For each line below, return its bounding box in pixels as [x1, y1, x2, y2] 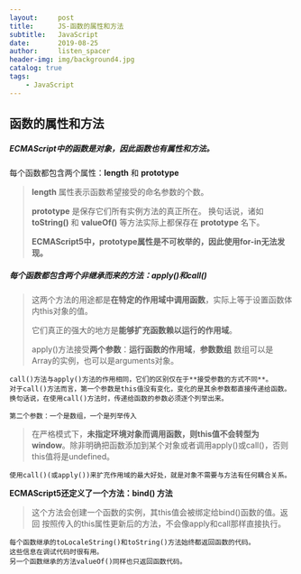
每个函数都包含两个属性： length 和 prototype [9, 167, 179, 178]
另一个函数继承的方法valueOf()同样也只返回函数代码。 [9, 557, 187, 566]
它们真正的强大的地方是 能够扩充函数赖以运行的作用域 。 [31, 324, 237, 335]
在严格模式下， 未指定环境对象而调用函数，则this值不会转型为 [31, 428, 260, 439]
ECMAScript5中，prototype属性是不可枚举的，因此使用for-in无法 [31, 236, 278, 246]
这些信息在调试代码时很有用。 [9, 547, 104, 556]
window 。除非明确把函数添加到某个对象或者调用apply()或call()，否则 [31, 440, 288, 450]
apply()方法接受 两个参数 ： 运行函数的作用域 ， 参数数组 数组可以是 [31, 344, 274, 355]
